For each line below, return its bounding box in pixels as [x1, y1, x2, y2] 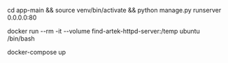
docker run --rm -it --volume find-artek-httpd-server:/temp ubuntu [7, 27, 201, 35]
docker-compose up [7, 48, 66, 56]
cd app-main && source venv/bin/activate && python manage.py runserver [7, 6, 222, 14]
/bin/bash [7, 34, 35, 43]
